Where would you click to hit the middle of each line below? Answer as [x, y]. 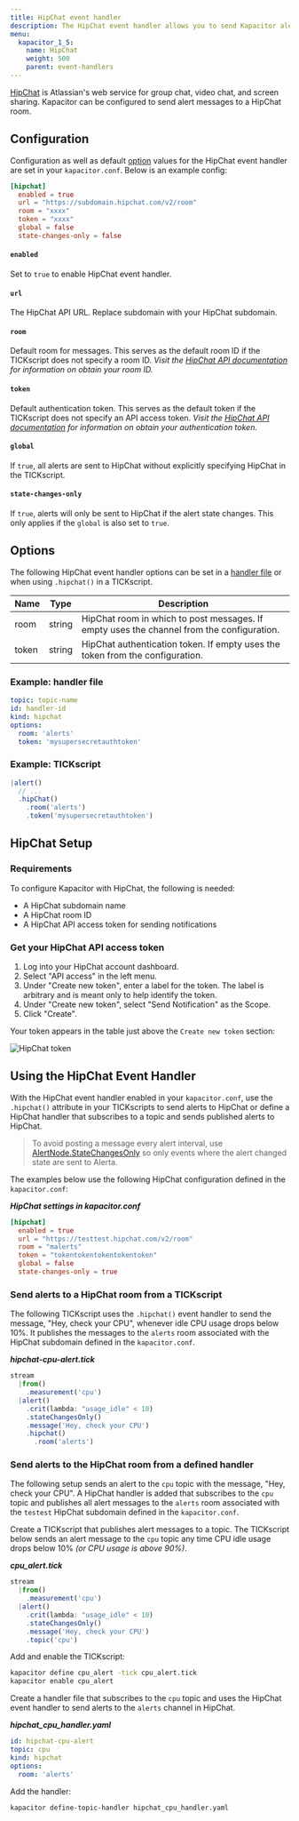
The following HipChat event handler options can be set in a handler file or [146, 572]
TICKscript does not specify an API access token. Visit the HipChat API [140, 418]
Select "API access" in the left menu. [90, 976]
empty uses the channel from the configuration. [181, 629]
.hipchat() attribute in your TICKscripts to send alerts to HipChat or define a [150, 1106]
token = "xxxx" [46, 220]
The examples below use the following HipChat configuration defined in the [148, 1179]
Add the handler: [41, 1791]
